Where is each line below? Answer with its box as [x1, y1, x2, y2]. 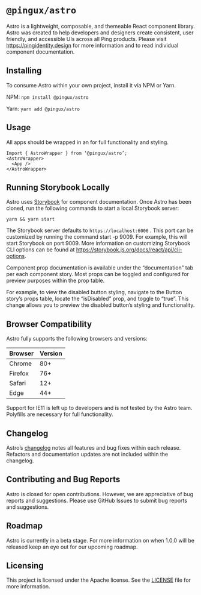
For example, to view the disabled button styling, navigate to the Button [6, 289, 182, 296]
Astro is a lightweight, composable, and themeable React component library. [6, 22, 195, 30]
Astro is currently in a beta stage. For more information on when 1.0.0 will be [6, 537, 195, 544]
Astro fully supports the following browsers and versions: [6, 335, 148, 342]
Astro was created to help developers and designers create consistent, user [6, 29, 194, 36]
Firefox [9, 370, 29, 378]
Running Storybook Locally [6, 182, 110, 192]
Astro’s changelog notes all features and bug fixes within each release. [6, 444, 181, 451]
